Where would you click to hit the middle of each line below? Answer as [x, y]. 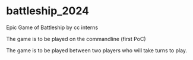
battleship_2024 [48, 11]
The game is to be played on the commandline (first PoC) [76, 39]
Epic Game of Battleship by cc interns [52, 27]
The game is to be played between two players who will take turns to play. [97, 50]
